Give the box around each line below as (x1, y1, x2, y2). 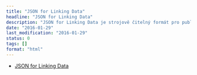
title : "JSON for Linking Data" (6, 8, 85, 15)
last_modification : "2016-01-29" (6, 30, 88, 36)
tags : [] (6, 41, 28, 47)
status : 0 (6, 35, 30, 41)
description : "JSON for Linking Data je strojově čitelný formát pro (6, 19, 180, 25)
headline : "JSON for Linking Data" (6, 14, 93, 20)
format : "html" (6, 47, 43, 52)
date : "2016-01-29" (6, 24, 54, 31)
